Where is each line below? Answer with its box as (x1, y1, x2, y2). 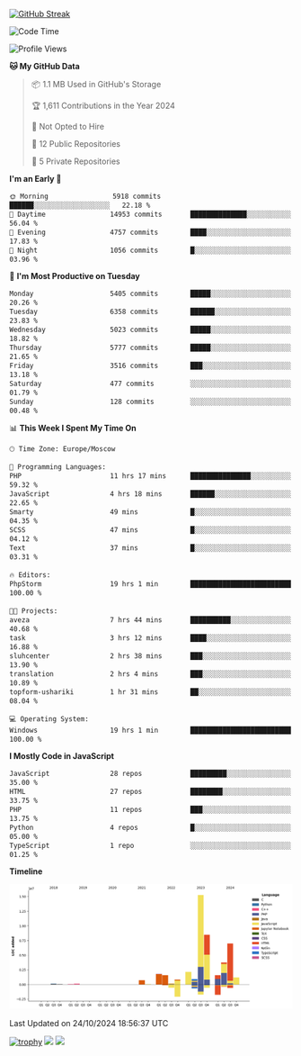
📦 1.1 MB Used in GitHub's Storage (31, 79, 162, 89)
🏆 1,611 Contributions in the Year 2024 (31, 100, 175, 111)
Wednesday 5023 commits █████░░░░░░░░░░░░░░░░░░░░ (9, 325, 292, 334)
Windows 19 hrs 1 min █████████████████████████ (9, 726, 292, 735)
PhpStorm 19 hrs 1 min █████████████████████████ (9, 580, 292, 589)
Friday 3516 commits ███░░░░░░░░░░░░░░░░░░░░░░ (9, 361, 292, 370)
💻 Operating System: (9, 715, 90, 724)
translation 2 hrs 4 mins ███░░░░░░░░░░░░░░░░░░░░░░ (9, 670, 292, 679)
